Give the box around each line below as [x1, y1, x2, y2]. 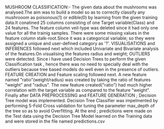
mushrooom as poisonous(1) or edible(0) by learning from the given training [5, 15, 158, 20]
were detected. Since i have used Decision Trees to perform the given [5, 56, 146, 62]
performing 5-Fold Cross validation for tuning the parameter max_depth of [5, 103, 155, 108]
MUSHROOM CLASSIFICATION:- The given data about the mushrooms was [5, 4, 157, 10]
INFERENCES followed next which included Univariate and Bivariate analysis [5, 46, 159, 51]
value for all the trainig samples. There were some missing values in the [5, 30, 149, 36]
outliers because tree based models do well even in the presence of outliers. [5, 66, 160, 72]
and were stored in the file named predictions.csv [5, 118, 105, 124]
